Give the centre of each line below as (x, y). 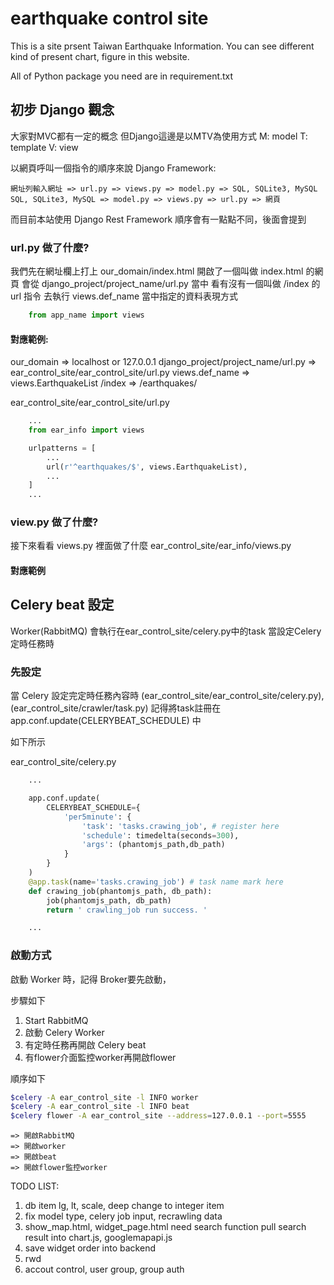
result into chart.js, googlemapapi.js (98, 1238)
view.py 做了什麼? (54, 522)
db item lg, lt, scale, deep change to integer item (124, 1206)
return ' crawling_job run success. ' (127, 910)
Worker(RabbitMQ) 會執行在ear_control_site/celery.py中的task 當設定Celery (166, 631)
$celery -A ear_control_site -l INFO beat (100, 1107)
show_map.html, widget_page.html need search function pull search (165, 1227)
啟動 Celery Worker (64, 1032)
